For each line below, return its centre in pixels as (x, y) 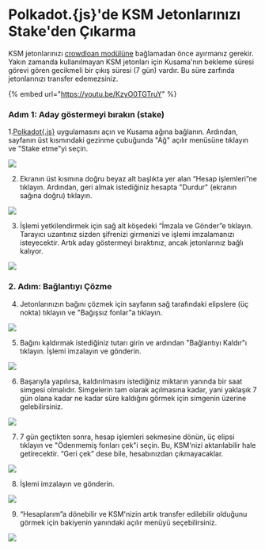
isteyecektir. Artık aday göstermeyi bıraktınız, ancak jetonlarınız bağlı (131, 243)
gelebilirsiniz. (41, 407)
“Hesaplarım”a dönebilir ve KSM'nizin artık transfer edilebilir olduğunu (133, 514)
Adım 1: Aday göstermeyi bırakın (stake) (86, 114)
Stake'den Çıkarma (72, 31)
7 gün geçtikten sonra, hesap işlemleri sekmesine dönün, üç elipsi (127, 437)
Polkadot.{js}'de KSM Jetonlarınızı (125, 15)
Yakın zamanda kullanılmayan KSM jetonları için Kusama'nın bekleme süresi (131, 62)
